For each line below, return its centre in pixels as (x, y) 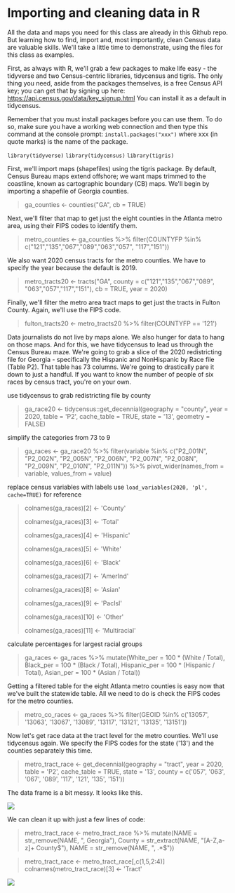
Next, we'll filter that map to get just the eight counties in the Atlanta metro (115, 218)
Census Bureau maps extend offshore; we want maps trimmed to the (107, 176)
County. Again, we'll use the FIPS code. (64, 309)
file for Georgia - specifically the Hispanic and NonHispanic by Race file (111, 359)
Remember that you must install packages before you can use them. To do (115, 119)
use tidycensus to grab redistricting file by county (79, 395)
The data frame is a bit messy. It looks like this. (75, 792)
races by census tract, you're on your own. (69, 382)
